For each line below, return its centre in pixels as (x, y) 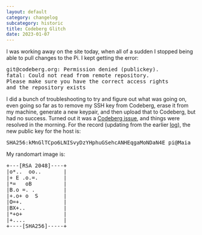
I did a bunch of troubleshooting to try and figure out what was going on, (96, 99)
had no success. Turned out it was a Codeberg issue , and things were (93, 118)
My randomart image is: (36, 154)
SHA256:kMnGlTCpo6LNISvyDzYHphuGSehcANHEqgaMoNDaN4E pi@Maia (99, 143)
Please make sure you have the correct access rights (87, 82)
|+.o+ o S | (37, 196)
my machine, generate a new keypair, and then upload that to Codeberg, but (101, 112)
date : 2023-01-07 (28, 34)
